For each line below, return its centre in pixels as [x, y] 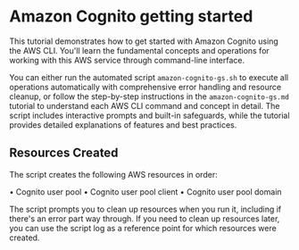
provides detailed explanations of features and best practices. [123, 125]
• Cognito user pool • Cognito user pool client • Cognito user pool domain [146, 192]
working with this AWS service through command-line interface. [127, 60]
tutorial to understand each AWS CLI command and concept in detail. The [145, 105]
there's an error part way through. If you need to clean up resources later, [145, 218]
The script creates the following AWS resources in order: [113, 174]
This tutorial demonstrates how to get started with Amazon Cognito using [144, 41]
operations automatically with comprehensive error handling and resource [145, 87]
